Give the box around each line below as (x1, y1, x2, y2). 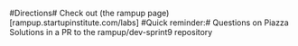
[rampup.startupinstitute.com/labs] (9, 17, 140, 28)
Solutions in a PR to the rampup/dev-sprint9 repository (9, 27, 213, 37)
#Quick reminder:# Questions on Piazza (141, 17, 289, 28)
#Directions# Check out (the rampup (9, 8, 146, 18)
